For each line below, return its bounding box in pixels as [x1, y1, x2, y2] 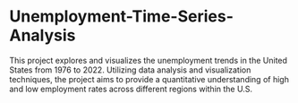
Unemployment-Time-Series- [9, 6, 234, 27]
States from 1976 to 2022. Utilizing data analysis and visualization [9, 64, 251, 75]
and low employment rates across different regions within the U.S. [9, 83, 253, 94]
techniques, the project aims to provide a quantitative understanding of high [9, 73, 289, 84]
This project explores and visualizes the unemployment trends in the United [9, 55, 288, 65]
